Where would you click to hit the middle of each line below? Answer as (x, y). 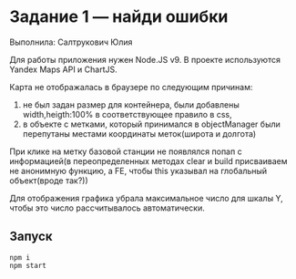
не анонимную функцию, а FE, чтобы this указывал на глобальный (138, 170)
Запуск (31, 237)
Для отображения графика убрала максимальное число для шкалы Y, (147, 198)
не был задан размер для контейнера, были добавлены (131, 104)
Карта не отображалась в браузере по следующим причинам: (131, 87)
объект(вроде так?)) (49, 181)
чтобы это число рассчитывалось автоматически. (107, 208)
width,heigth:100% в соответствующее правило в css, (127, 114)
